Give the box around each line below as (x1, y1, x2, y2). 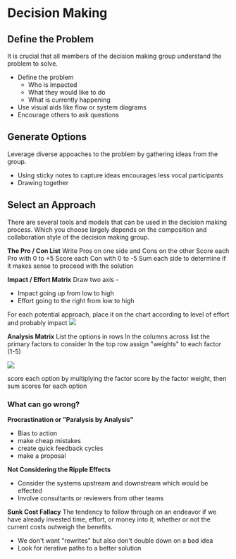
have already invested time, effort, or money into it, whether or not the (7, 514, 211, 524)
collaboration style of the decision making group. (7, 233, 150, 241)
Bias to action (17, 429, 58, 437)
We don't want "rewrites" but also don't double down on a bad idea (17, 536, 213, 545)
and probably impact (7, 318, 68, 326)
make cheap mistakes (17, 436, 81, 445)
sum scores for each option (7, 382, 87, 390)
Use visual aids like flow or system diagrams (17, 103, 147, 111)
